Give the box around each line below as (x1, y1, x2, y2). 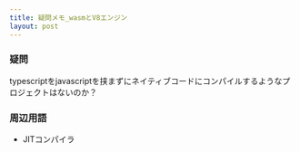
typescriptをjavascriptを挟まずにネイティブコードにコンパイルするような (9, 75, 283, 86)
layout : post (9, 22, 59, 31)
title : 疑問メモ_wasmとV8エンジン (9, 13, 128, 23)
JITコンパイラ (22, 134, 75, 145)
